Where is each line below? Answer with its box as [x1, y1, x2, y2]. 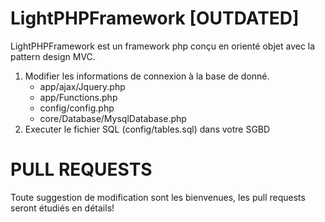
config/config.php [39, 102, 115, 114]
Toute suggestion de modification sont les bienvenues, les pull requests [10, 191, 306, 203]
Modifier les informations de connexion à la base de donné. [24, 70, 270, 82]
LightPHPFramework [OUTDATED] [10, 7, 300, 30]
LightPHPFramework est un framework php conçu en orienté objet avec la [10, 40, 316, 52]
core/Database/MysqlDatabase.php [39, 112, 187, 124]
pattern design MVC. [10, 50, 96, 62]
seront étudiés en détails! [10, 202, 115, 214]
